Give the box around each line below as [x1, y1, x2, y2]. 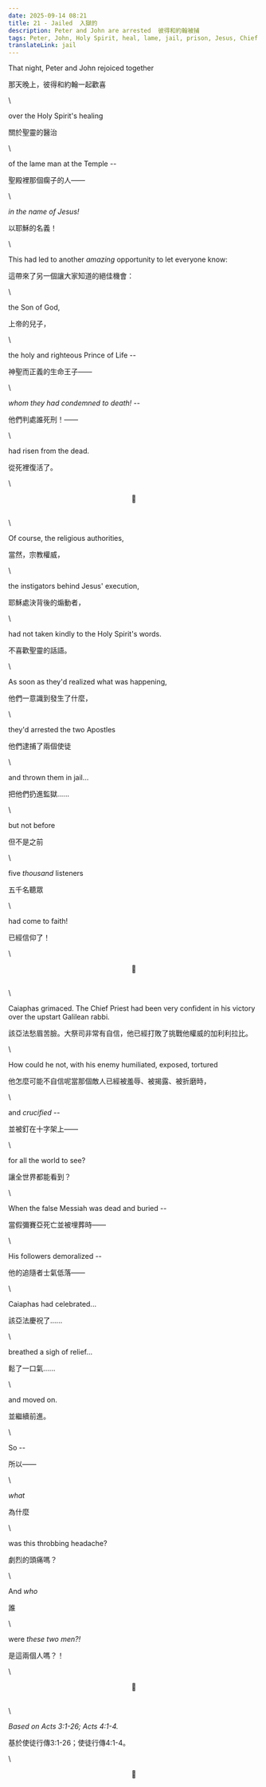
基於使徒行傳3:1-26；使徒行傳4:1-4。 [8, 1738, 130, 1748]
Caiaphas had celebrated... [8, 1300, 97, 1309]
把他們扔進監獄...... [8, 789, 70, 799]
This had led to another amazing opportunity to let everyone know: [8, 254, 229, 264]
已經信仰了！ [8, 933, 50, 942]
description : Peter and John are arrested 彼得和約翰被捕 [8, 26, 200, 34]
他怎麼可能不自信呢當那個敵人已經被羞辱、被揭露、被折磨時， [8, 1076, 211, 1086]
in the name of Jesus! [8, 207, 80, 216]
